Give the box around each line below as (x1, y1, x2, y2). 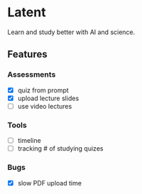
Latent (7, 4, 46, 21)
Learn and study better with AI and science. (7, 28, 136, 36)
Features (7, 48, 48, 60)
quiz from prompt (17, 86, 69, 95)
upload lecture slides (17, 94, 80, 102)
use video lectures (17, 102, 72, 110)
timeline (17, 136, 41, 145)
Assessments (7, 70, 56, 80)
